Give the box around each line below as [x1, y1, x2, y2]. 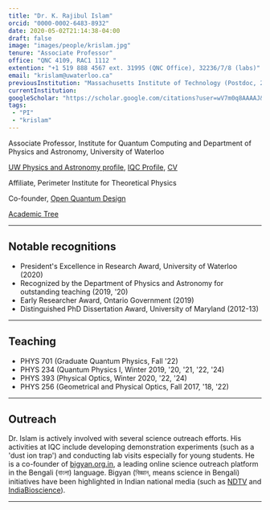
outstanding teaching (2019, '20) [19, 287, 129, 296]
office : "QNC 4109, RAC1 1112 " [8, 57, 117, 65]
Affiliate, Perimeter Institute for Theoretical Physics [8, 177, 177, 187]
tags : [8, 101, 27, 109]
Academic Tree [8, 209, 59, 218]
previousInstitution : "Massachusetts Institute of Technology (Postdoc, [8, 79, 257, 87]
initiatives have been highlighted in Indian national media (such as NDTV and [8, 477, 262, 487]
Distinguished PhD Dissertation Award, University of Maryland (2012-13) [19, 304, 260, 313]
